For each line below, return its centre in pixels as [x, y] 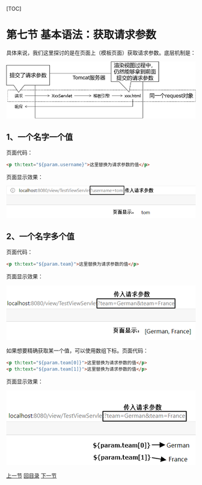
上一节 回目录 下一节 [32, 475]
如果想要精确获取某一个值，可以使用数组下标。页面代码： [77, 351]
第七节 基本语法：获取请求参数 [81, 35]
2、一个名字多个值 [41, 236]
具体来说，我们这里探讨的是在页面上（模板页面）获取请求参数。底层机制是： [101, 52]
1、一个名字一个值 [40, 137]
